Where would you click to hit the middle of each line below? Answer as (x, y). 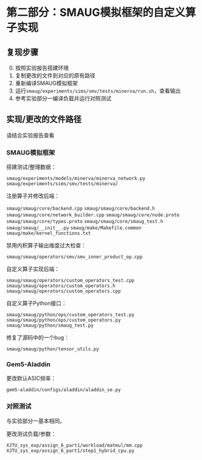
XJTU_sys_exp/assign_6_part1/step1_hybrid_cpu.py (71, 451)
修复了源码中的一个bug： (38, 338)
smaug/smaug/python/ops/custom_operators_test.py (71, 315)
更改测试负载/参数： (31, 434)
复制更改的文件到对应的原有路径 (55, 76)
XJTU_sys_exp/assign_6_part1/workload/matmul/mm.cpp (75, 445)
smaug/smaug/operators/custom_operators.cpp (64, 291)
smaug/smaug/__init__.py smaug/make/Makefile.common (74, 228)
